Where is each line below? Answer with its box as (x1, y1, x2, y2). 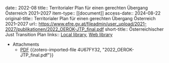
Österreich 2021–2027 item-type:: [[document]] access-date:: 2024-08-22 (5, 10, 161, 16)
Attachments (12, 41, 39, 47)
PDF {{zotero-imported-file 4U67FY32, (20, 47, 102, 52)
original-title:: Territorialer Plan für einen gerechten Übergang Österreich (5, 16, 156, 21)
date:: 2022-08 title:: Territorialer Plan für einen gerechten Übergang (5, 5, 148, 11)
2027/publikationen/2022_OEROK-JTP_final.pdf (5, 26, 104, 32)
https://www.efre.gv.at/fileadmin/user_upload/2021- (38, 21, 147, 27)
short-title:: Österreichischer (105, 26, 164, 32)
